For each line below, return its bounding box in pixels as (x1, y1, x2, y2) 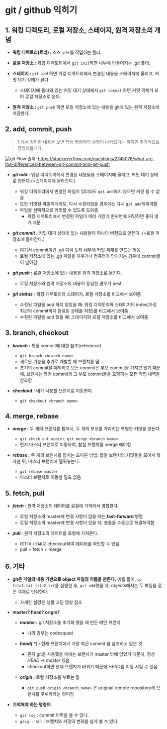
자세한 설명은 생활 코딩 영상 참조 (19, 599, 83, 605)
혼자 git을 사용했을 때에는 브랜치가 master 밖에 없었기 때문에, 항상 (27, 651, 155, 657)
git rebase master (19, 469, 58, 474)
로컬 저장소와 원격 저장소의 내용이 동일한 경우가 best (19, 280, 122, 286)
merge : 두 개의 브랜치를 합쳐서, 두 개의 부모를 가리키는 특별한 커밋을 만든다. (12, 426, 161, 432)
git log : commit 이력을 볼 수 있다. (19, 712, 89, 718)
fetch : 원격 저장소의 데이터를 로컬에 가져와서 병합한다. (12, 503, 119, 509)
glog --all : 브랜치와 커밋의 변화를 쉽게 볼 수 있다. (19, 719, 119, 725)
